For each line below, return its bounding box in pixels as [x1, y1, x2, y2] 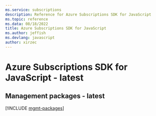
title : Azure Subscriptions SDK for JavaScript [5, 26, 107, 31]
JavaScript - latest [5, 72, 84, 83]
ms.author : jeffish [5, 30, 46, 35]
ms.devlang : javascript [5, 35, 55, 40]
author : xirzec [5, 40, 37, 45]
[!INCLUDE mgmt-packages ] [5, 105, 64, 111]
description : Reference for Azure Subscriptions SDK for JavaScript [5, 12, 151, 17]
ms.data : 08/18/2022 [5, 21, 49, 26]
